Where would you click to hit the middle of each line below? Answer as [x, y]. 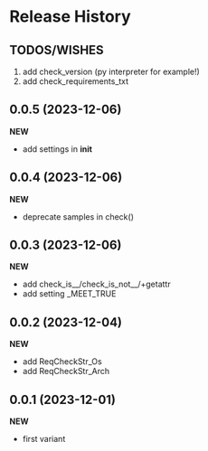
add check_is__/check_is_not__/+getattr [96, 284]
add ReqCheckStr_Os [62, 362]
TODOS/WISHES [57, 50]
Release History [70, 17]
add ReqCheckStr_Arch [66, 371]
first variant [44, 439]
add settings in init [57, 149]
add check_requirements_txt [76, 81]
